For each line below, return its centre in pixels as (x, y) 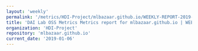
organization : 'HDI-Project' (42, 28)
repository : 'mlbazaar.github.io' (49, 33)
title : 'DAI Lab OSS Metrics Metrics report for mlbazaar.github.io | (95, 22)
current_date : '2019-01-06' (41, 39)
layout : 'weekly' (27, 11)
